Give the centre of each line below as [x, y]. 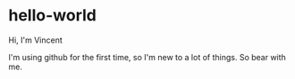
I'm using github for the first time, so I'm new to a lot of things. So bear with [147, 57]
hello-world [53, 16]
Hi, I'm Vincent [36, 40]
